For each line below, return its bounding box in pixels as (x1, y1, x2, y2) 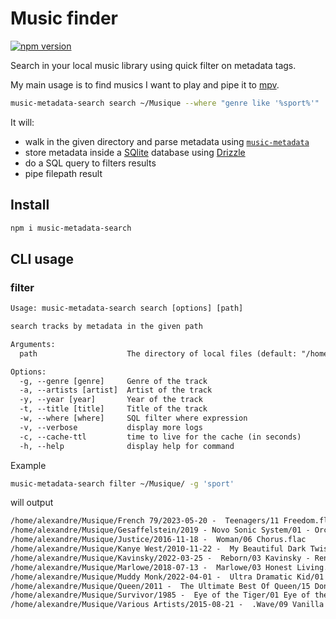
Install (10, 197, 50, 214)
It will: (10, 116, 35, 128)
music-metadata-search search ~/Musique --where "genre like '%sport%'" (10, 98, 320, 108)
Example (10, 459, 47, 471)
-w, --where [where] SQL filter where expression (19, 413, 248, 424)
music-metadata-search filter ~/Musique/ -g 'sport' (10, 478, 235, 489)
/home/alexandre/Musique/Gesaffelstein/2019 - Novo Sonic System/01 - (10, 525, 311, 536)
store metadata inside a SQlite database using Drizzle (24, 146, 246, 158)
